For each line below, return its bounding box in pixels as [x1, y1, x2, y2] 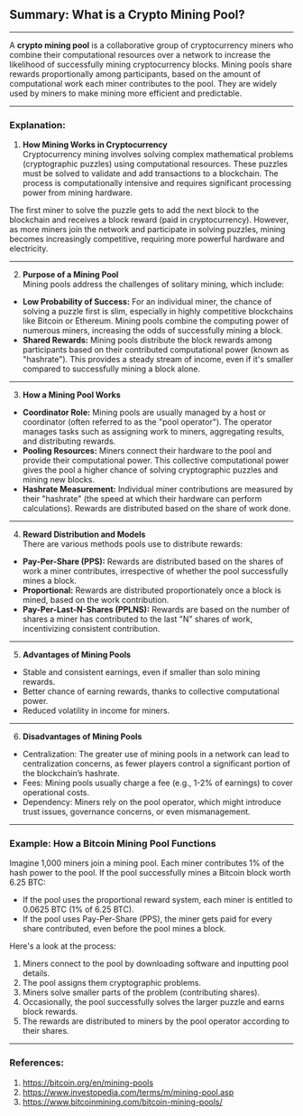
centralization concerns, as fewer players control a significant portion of [22, 758, 291, 769]
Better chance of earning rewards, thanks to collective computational [22, 686, 280, 697]
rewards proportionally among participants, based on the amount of [9, 68, 262, 80]
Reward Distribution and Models [22, 529, 146, 540]
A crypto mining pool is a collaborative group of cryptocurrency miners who [9, 40, 294, 51]
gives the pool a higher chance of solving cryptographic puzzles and [22, 464, 279, 475]
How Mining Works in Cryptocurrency [22, 139, 169, 150]
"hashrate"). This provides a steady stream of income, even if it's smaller [22, 354, 294, 365]
